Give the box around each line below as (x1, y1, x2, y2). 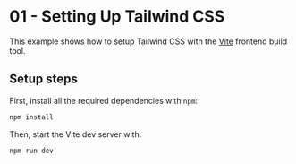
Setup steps (9, 72, 78, 87)
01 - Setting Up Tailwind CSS (9, 6, 225, 27)
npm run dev (9, 146, 54, 155)
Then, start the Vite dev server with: (9, 128, 142, 140)
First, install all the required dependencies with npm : (9, 95, 199, 106)
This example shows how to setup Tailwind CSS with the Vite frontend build (9, 36, 288, 47)
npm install (9, 112, 54, 122)
